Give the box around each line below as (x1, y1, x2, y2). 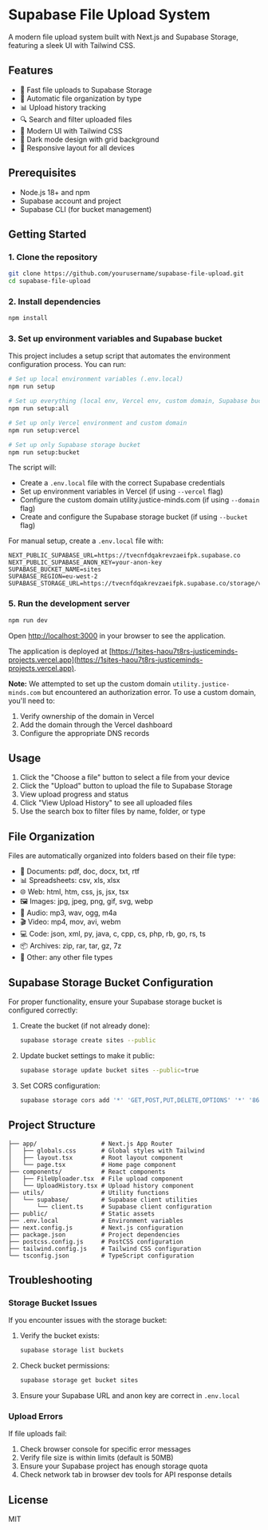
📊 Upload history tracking (19, 102, 106, 112)
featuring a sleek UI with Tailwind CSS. (8, 40, 136, 50)
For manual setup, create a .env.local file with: (8, 536, 164, 545)
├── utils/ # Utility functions (8, 1188, 170, 1196)
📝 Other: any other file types (19, 953, 113, 962)
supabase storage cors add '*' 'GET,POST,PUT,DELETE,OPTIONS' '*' (19, 1096, 246, 1105)
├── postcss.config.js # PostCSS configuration (8, 1237, 183, 1245)
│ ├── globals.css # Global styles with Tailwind (8, 1146, 205, 1155)
